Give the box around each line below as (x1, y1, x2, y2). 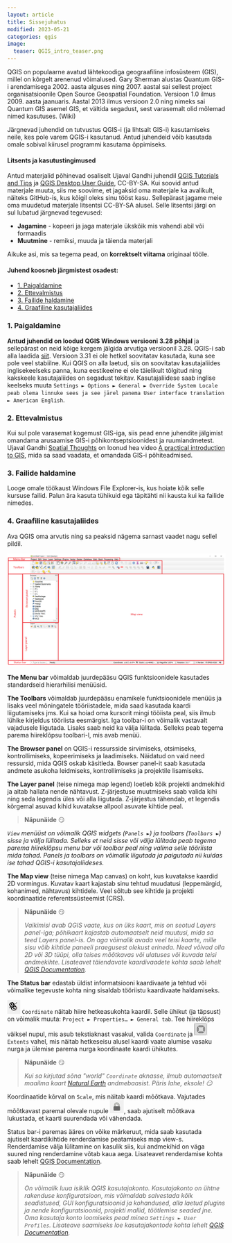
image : (7, 40, 26, 48)
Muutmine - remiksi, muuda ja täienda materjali (17, 237, 153, 245)
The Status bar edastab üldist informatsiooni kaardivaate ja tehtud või (7, 978, 206, 987)
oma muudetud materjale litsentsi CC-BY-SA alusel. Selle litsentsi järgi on (7, 201, 216, 210)
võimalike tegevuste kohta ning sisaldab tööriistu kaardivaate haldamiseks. (7, 986, 220, 994)
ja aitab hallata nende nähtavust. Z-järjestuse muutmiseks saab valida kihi (7, 787, 217, 795)
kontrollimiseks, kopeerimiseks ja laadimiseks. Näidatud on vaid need (7, 751, 205, 760)
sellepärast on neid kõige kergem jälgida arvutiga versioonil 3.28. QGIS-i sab (7, 344, 226, 352)
